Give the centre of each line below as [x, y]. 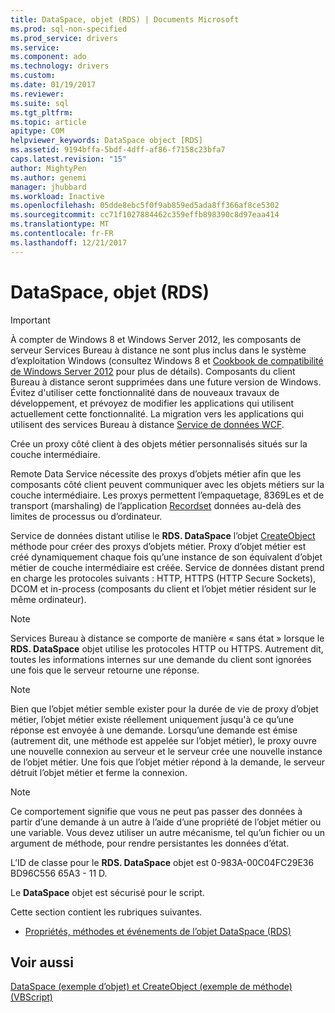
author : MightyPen [48, 168]
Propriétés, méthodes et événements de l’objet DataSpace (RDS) [158, 931]
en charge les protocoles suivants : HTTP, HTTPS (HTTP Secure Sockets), [163, 578]
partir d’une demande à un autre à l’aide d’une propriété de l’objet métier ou [166, 822]
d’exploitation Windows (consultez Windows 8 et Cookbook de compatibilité [167, 360]
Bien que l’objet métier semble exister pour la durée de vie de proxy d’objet [164, 708]
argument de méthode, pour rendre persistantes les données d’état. [150, 843]
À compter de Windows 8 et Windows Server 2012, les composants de [156, 339]
